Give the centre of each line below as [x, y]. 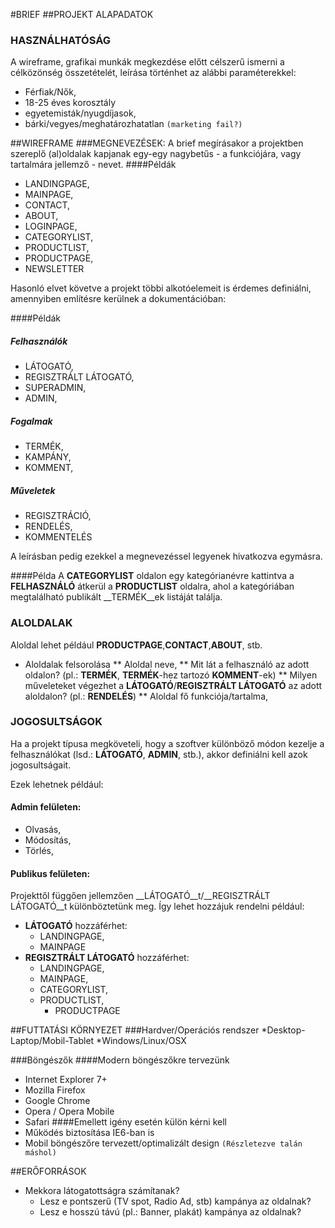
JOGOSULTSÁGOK [56, 722]
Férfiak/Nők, [50, 92]
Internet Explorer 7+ [66, 1080]
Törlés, [39, 850]
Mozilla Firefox [55, 1090]
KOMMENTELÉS [58, 537]
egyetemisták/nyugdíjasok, [80, 113]
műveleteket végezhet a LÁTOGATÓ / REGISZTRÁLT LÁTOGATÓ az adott [173, 685]
